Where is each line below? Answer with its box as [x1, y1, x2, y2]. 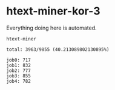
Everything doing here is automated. [6, 24, 97, 31]
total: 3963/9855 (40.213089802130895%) [6, 47, 110, 53]
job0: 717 [6, 57, 31, 63]
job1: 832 [6, 62, 31, 68]
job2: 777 [6, 68, 31, 74]
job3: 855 [6, 72, 31, 79]
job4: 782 [6, 78, 31, 84]
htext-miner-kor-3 [6, 4, 100, 18]
